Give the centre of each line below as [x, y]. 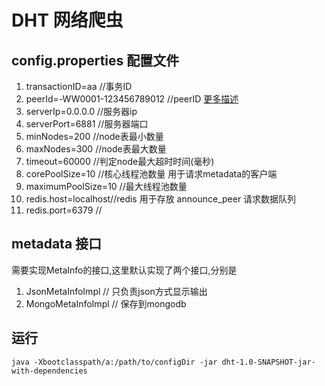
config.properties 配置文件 [95, 60]
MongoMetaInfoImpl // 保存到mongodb [106, 303]
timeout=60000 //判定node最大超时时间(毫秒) [120, 161]
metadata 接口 [57, 244]
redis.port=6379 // [64, 210]
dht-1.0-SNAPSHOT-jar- [268, 362]
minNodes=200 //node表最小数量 [94, 136]
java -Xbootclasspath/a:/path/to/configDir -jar [114, 362]
